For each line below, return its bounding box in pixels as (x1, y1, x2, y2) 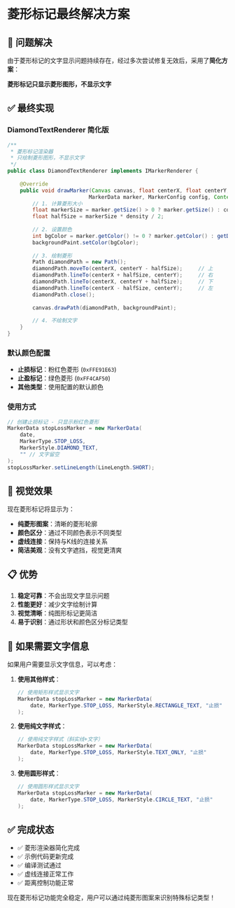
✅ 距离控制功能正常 (17, 879, 74, 887)
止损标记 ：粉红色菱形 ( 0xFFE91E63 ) (17, 365, 117, 374)
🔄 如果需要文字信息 (7, 640, 90, 652)
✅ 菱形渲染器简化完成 (17, 844, 80, 852)
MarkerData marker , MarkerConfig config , (88, 193, 211, 200)
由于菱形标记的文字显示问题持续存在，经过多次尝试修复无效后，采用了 (7, 57, 210, 64)
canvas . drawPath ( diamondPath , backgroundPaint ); (32, 304, 177, 312)
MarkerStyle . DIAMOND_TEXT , (20, 445, 99, 452)
